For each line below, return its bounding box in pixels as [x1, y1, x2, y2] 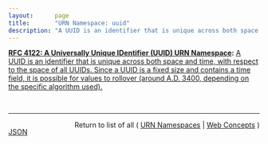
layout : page [8, 11, 69, 20]
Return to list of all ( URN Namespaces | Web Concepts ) [74, 120, 260, 130]
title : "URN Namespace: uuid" [8, 19, 130, 27]
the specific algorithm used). [8, 82, 103, 91]
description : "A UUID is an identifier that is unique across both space [8, 26, 259, 34]
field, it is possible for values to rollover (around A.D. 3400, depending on [8, 73, 250, 84]
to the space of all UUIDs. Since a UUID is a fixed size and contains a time [8, 65, 251, 75]
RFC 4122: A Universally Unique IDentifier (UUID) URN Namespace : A [8, 49, 242, 58]
